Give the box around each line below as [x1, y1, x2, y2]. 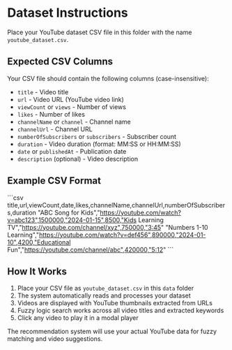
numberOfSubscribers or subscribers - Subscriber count [17, 132, 176, 140]
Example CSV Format [7, 175, 101, 187]
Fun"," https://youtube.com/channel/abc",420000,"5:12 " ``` [7, 245, 174, 254]
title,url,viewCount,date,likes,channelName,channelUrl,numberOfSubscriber [7, 200, 225, 209]
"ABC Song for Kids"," [37, 208, 100, 217]
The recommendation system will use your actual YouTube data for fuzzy [7, 327, 217, 336]
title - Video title [17, 87, 69, 96]
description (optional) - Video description [17, 154, 138, 163]
